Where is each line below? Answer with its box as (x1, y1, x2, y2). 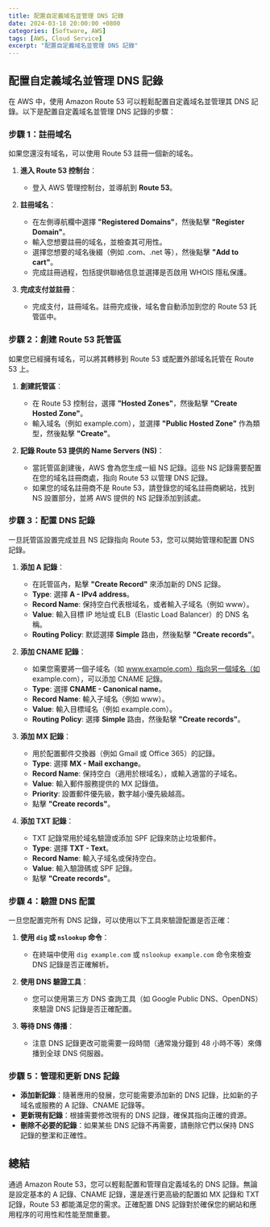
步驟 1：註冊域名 (8, 128, 73, 139)
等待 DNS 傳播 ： (19, 1021, 75, 1031)
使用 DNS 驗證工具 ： (19, 977, 89, 987)
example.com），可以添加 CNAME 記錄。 (31, 674, 168, 684)
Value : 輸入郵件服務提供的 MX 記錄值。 (31, 779, 164, 788)
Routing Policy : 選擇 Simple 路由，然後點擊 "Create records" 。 (31, 714, 245, 724)
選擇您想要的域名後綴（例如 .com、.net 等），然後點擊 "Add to (31, 247, 239, 257)
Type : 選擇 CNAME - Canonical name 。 (31, 684, 166, 693)
